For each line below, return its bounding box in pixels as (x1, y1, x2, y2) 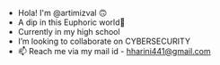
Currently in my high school (17, 27, 120, 37)
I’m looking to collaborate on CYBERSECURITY (17, 36, 191, 46)
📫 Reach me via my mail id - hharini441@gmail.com (17, 46, 211, 56)
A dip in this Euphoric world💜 (17, 17, 126, 28)
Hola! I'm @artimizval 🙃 (17, 8, 108, 18)
